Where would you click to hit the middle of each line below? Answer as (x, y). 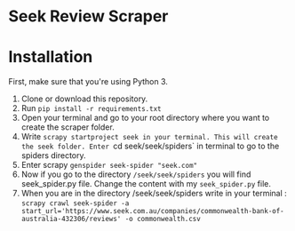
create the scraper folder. (68, 127)
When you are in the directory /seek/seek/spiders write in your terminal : (154, 194)
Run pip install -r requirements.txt (91, 108)
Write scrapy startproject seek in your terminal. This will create (149, 137)
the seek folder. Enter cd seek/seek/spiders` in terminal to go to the (150, 146)
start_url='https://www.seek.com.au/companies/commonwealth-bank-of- (153, 211)
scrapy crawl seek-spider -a (75, 203)
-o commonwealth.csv (163, 219)
